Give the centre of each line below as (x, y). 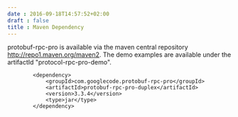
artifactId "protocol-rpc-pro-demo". (60, 62)
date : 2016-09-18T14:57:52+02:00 (59, 14)
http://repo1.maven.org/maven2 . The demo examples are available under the (119, 55)
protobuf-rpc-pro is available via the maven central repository (98, 48)
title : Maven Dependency (45, 27)
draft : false (28, 21)
